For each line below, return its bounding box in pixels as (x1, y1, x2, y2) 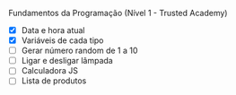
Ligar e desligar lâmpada (21, 56, 113, 66)
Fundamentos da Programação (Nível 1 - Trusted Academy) (8, 8, 228, 18)
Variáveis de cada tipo (21, 35, 104, 46)
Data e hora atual (21, 25, 86, 35)
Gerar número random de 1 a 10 (21, 45, 138, 56)
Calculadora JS (21, 65, 78, 76)
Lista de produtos (21, 75, 87, 86)
